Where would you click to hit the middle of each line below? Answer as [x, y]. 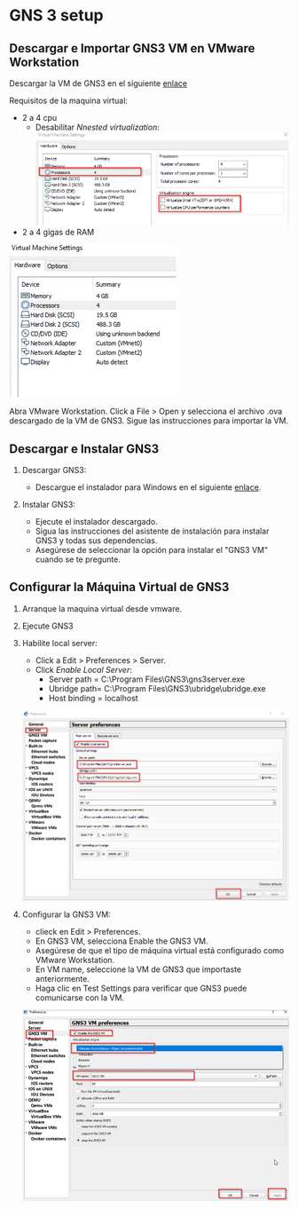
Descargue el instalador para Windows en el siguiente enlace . [148, 487]
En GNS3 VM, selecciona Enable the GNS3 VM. [122, 941]
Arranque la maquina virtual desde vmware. [102, 608]
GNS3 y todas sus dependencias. [96, 540]
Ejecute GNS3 [47, 626]
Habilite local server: [59, 643]
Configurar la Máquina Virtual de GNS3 [119, 587]
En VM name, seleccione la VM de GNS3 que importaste [138, 969]
